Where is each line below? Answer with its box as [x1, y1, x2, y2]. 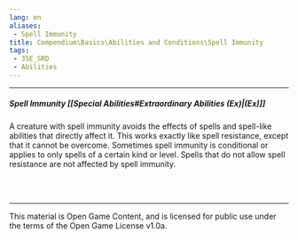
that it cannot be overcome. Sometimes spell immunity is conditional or [9, 140, 269, 150]
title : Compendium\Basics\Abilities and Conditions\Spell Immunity [9, 37, 264, 47]
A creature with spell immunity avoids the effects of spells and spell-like [9, 121, 272, 132]
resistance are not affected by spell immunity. [9, 158, 176, 169]
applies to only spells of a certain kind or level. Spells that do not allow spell [9, 148, 286, 160]
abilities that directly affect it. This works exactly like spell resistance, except [9, 130, 289, 140]
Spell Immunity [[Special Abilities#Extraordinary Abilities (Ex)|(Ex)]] [9, 99, 266, 109]
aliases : [9, 21, 42, 30]
